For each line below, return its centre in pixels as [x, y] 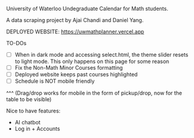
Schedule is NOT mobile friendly [55, 81]
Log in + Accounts [37, 129]
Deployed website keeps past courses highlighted [76, 74]
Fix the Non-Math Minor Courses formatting [69, 68]
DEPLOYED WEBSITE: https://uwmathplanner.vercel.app [75, 32]
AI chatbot [27, 123]
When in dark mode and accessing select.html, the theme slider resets [101, 55]
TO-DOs [16, 43]
